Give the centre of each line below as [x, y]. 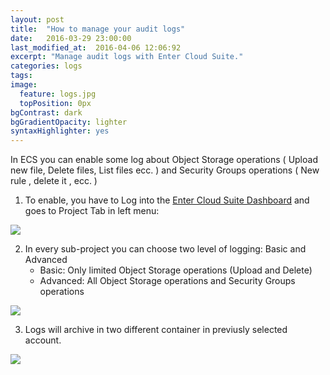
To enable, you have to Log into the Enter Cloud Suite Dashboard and [167, 200]
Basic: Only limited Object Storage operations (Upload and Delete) [176, 270]
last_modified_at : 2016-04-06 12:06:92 [96, 47]
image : [24, 85]
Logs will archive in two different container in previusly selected [156, 330]
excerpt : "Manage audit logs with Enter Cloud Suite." [127, 57]
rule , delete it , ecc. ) [54, 181]
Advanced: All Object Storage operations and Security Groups [167, 281]
